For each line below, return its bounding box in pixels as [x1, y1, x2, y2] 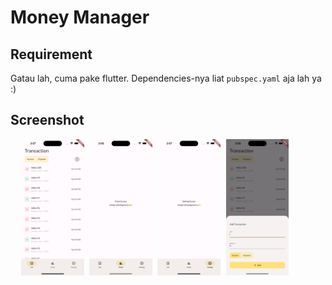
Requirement [10, 46, 93, 63]
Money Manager [10, 6, 150, 29]
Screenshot [10, 112, 85, 129]
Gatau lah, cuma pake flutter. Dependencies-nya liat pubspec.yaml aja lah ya [10, 72, 322, 84]
